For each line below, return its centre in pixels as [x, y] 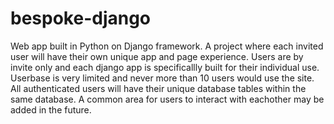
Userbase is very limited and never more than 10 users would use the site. [162, 78]
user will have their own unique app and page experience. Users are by [157, 56]
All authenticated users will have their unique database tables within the [158, 88]
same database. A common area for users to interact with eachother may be [167, 99]
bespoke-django [81, 18]
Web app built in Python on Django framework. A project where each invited [167, 46]
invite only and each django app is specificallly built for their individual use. [165, 67]
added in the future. [51, 109]
